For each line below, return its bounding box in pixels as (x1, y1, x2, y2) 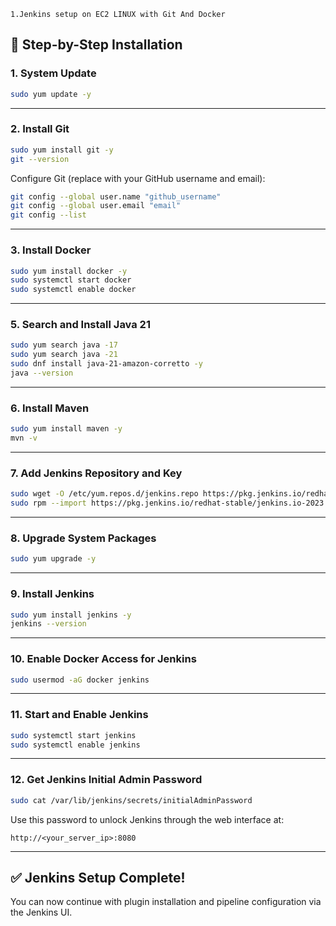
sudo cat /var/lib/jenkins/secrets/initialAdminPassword (10, 795, 253, 805)
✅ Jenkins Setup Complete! (10, 870, 186, 887)
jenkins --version (10, 619, 87, 629)
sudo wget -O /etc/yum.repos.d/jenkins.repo (10, 489, 199, 499)
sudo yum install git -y (10, 145, 114, 155)
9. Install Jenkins (10, 587, 95, 601)
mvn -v (10, 433, 38, 444)
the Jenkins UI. (10, 906, 73, 919)
